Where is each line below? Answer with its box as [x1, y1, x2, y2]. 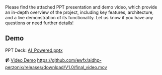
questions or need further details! [5, 20, 74, 26]
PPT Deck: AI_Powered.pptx [5, 47, 63, 53]
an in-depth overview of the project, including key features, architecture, [5, 9, 154, 15]
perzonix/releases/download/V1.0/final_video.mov [5, 64, 107, 70]
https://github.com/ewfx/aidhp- [37, 57, 102, 63]
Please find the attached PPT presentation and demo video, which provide [5, 4, 158, 10]
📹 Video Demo [5, 57, 36, 63]
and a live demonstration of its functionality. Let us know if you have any [5, 15, 153, 20]
